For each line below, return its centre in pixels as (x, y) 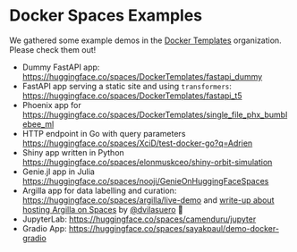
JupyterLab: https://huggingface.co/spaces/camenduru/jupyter (139, 219)
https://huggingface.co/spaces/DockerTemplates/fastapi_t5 (132, 96)
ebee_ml (38, 124)
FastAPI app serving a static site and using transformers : (127, 86)
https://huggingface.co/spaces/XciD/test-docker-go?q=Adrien (137, 143)
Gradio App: (44, 228)
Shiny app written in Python (73, 152)
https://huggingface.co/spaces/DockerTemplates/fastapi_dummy (142, 76)
